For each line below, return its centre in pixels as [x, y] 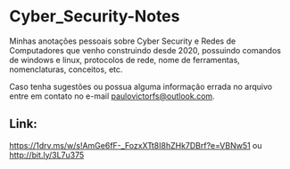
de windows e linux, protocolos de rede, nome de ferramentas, [125, 60]
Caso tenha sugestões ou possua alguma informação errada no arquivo [141, 86]
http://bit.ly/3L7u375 [47, 155]
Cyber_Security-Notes [95, 16]
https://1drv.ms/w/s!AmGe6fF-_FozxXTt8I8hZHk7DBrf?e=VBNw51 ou [136, 145]
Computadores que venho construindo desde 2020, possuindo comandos [145, 50]
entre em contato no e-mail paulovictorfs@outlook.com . [112, 96]
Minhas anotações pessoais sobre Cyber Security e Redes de [123, 41]
